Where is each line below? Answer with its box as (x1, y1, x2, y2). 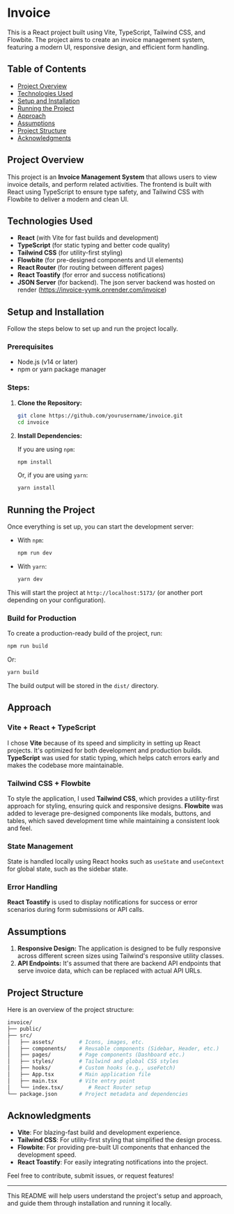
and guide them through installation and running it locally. (7, 1199, 172, 1208)
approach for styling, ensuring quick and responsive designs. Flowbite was (7, 801, 224, 810)
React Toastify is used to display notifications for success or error (7, 898, 198, 906)
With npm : (17, 536, 44, 545)
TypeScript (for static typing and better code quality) (17, 241, 171, 250)
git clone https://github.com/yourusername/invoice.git (17, 412, 183, 419)
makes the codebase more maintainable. (7, 761, 124, 769)
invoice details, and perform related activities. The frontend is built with (7, 180, 212, 188)
